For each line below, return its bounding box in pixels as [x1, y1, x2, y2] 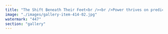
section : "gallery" [5, 21, 46, 26]
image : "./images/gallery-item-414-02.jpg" [5, 12, 97, 17]
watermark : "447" [5, 16, 41, 21]
